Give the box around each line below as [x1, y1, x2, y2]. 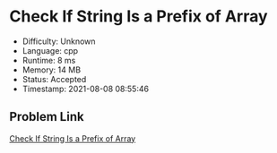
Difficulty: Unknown [22, 36, 96, 47]
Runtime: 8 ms [22, 55, 76, 65]
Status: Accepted [22, 73, 87, 84]
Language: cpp [22, 45, 79, 55]
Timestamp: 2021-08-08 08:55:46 [22, 83, 150, 94]
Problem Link [9, 109, 84, 124]
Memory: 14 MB [22, 64, 82, 75]
